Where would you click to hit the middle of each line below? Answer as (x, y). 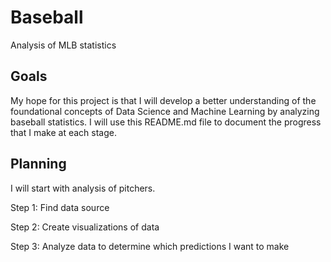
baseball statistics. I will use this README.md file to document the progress (166, 122)
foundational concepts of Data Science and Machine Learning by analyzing (165, 111)
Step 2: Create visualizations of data (85, 227)
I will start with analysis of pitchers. (83, 188)
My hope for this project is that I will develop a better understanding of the (163, 100)
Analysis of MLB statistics (63, 45)
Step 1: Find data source (60, 207)
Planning (38, 164)
